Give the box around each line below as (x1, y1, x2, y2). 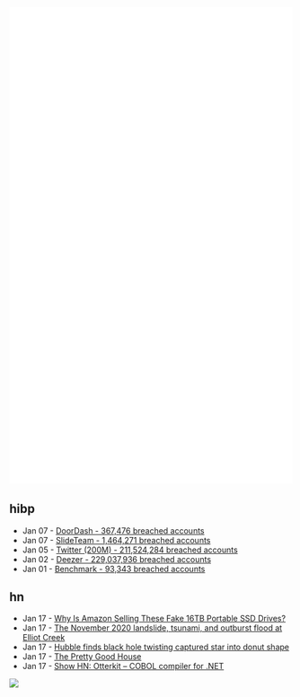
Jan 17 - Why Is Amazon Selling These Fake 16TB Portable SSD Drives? (22, 613, 286, 624)
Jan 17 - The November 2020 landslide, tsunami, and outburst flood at (22, 622, 283, 633)
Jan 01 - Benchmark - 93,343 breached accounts (22, 563, 206, 574)
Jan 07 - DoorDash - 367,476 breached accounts (22, 525, 205, 536)
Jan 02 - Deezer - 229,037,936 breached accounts (22, 553, 212, 564)
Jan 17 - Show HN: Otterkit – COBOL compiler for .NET (22, 661, 225, 672)
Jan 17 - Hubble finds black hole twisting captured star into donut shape (22, 641, 290, 653)
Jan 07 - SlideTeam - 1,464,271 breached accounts (22, 534, 211, 545)
